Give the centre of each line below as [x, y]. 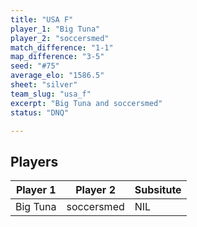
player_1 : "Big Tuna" [55, 29]
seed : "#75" [35, 66]
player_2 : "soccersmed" [60, 38]
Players [34, 161]
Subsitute [158, 190]
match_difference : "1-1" [62, 47]
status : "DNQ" [40, 112]
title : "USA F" [42, 19]
